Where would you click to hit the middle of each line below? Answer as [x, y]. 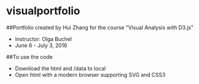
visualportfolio [43, 11]
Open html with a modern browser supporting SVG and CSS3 [90, 74]
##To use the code [29, 57]
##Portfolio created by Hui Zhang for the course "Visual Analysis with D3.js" [100, 27]
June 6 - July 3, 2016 [41, 45]
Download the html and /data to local [60, 68]
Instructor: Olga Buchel [43, 39]
